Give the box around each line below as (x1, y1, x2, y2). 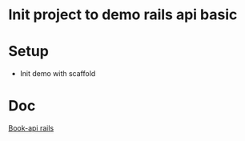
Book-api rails (8, 123, 54, 133)
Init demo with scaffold (19, 69, 96, 79)
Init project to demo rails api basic (8, 6, 238, 24)
